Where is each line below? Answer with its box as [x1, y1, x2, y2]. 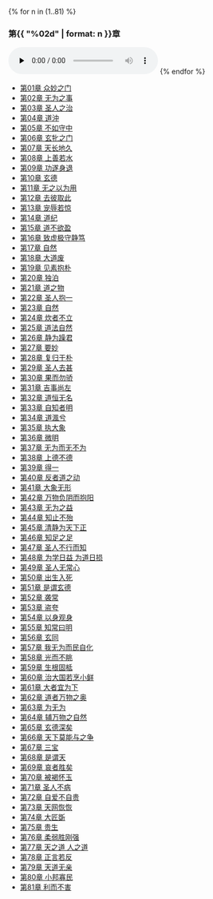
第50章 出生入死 [19, 573, 73, 583]
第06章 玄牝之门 [19, 133, 73, 143]
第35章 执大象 [19, 423, 66, 432]
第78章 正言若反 [19, 853, 73, 862]
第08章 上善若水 [19, 153, 73, 163]
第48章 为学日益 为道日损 [19, 553, 104, 563]
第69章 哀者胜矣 [19, 762, 73, 772]
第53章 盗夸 [19, 603, 59, 612]
